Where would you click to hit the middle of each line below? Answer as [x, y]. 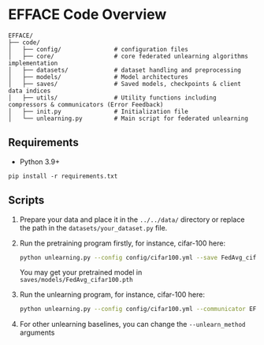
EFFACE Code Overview [87, 15]
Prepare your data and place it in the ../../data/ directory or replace [132, 219]
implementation [33, 63]
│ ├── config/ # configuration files [99, 49]
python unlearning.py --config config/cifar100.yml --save [119, 257]
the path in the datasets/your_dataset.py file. [93, 227]
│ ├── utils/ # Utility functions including [112, 97]
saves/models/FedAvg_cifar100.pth [76, 280]
